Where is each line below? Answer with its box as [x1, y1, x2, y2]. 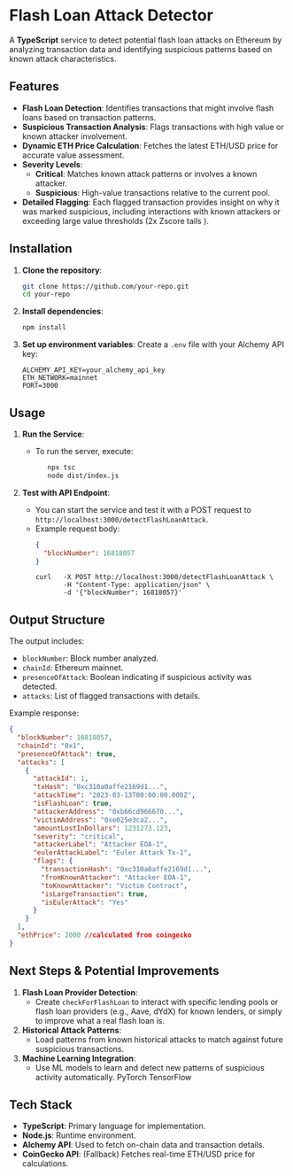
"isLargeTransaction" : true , [41, 889, 149, 899]
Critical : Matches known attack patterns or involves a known [35, 168, 258, 179]
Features [9, 79, 59, 94]
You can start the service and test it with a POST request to [35, 504, 252, 514]
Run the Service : [21, 429, 85, 439]
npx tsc [47, 463, 76, 472]
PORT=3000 [21, 382, 59, 391]
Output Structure [9, 612, 105, 627]
